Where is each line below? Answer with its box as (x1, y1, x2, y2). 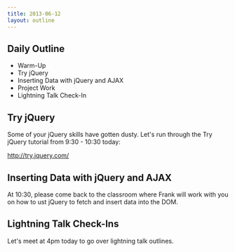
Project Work (17, 84, 55, 92)
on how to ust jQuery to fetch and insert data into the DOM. (7, 197, 179, 206)
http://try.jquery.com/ (7, 152, 69, 160)
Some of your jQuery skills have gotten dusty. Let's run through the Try (7, 131, 213, 139)
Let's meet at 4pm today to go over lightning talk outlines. (7, 237, 174, 245)
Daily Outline (7, 43, 65, 55)
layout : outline (7, 17, 55, 24)
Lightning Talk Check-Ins (7, 218, 119, 230)
